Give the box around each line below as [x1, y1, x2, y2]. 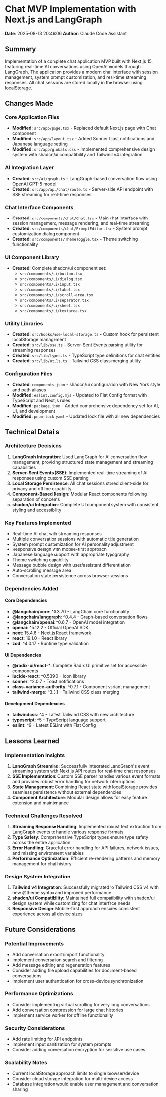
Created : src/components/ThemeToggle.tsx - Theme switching [12, 236, 138, 242]
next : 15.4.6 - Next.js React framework [12, 630, 92, 636]
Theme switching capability [12, 556, 69, 563]
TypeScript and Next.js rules [12, 397, 71, 403]
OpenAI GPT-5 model [12, 181, 56, 187]
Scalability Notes [5, 1059, 47, 1066]
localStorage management [12, 336, 66, 342]
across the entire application [12, 840, 71, 846]
